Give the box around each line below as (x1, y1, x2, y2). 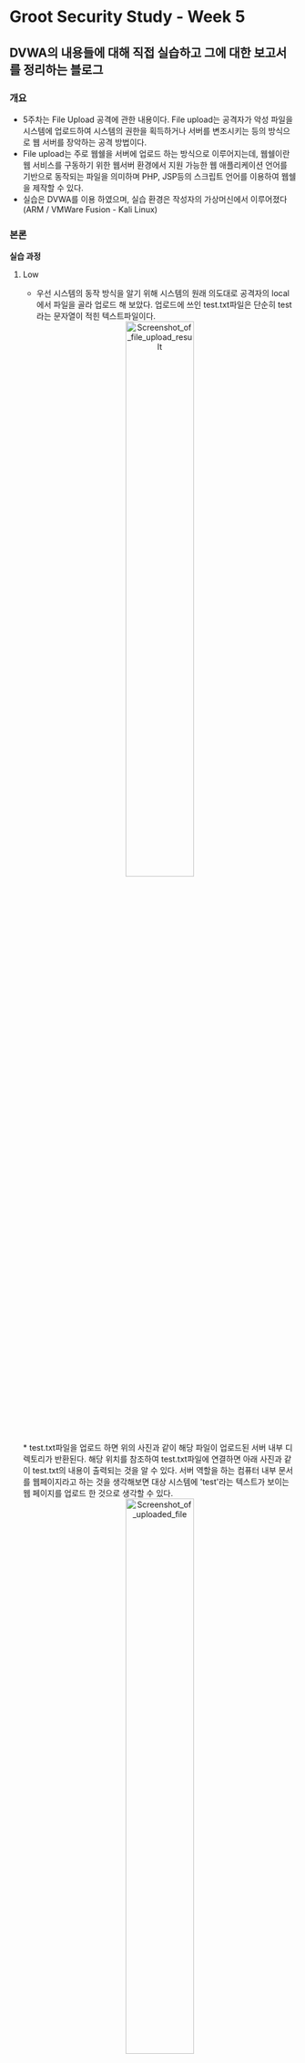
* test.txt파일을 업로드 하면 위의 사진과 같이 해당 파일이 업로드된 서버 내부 (22, 1442, 284, 1453)
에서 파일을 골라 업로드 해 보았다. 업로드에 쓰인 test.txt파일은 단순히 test (36, 299, 293, 311)
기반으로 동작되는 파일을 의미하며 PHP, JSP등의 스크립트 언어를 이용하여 (22, 170, 280, 181)
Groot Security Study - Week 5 (9, 6, 246, 27)
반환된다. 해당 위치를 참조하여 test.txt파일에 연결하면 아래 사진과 (54, 1453, 282, 1464)
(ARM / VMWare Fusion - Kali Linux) (22, 203, 158, 215)
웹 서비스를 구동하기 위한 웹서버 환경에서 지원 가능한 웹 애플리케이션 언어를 (22, 159, 289, 170)
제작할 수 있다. (32, 182, 84, 193)
